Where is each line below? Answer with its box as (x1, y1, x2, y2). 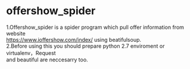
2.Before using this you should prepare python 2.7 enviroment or (6, 42, 165, 50)
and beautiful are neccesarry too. (6, 56, 88, 63)
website (6, 29, 26, 37)
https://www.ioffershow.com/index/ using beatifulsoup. (6, 36, 142, 43)
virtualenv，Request (6, 49, 56, 57)
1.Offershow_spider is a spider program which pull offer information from (6, 24, 185, 31)
